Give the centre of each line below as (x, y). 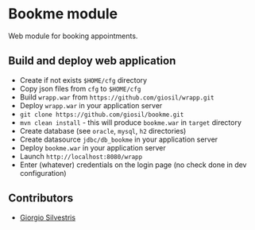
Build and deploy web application (92, 61)
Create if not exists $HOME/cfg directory (83, 80)
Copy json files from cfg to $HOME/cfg (80, 88)
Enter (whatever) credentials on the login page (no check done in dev (133, 165)
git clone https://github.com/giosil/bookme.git (102, 115)
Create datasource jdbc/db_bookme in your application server (119, 139)
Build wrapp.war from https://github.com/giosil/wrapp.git (117, 97)
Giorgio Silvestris (48, 217)
